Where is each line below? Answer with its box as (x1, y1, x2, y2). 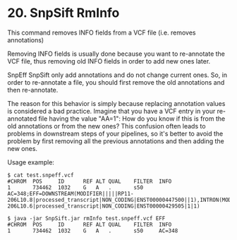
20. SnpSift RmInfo (7, 5, 120, 21)
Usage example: (7, 157, 55, 167)
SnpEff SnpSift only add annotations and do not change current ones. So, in (7, 71, 228, 79)
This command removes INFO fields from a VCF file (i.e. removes (7, 28, 196, 37)
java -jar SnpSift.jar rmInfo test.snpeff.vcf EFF (13, 215, 166, 222)
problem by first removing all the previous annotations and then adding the (7, 136, 224, 145)
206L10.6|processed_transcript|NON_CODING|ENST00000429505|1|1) (7, 203, 200, 210)
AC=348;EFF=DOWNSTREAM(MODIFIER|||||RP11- (7, 190, 134, 197)
